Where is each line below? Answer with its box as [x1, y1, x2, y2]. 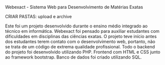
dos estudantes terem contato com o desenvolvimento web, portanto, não [5, 39, 156, 44]
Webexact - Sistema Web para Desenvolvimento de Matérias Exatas [5, 4, 143, 10]
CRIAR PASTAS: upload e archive [5, 14, 72, 19]
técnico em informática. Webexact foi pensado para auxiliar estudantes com [5, 28, 160, 34]
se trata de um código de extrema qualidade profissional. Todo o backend [5, 44, 155, 49]
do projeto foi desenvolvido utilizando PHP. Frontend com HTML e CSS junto [5, 49, 161, 55]
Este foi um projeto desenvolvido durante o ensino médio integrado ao [5, 23, 148, 29]
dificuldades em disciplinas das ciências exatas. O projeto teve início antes [5, 34, 157, 39]
